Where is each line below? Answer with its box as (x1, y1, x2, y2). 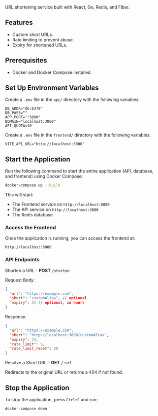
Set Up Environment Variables (5, 84, 99, 92)
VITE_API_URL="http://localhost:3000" (5, 141, 85, 147)
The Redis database (12, 212, 53, 218)
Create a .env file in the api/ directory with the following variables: (5, 97, 140, 103)
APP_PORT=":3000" (5, 115, 41, 120)
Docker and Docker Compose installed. (12, 69, 92, 75)
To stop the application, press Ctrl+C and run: (5, 397, 98, 403)
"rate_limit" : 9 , (9, 342, 45, 347)
